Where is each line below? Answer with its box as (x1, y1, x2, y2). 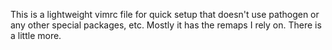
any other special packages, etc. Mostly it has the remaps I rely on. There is (10, 19, 322, 31)
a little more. (10, 30, 62, 41)
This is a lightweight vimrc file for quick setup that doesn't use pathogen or (10, 9, 320, 20)
